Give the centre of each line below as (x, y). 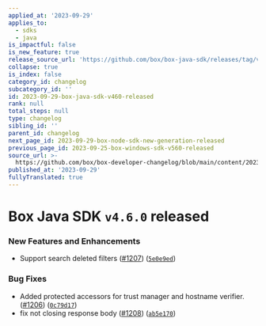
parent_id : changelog (44, 133)
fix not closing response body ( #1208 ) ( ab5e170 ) (98, 313)
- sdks (26, 30)
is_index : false (35, 74)
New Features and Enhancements (74, 241)
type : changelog (35, 119)
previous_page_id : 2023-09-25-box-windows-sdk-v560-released (111, 148)
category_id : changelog (47, 81)
